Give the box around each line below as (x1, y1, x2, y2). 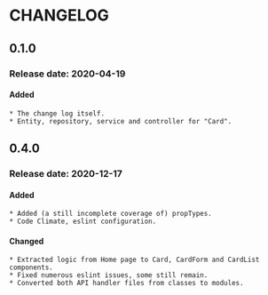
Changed (9, 235, 44, 246)
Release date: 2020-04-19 (9, 68, 126, 80)
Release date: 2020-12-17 (9, 168, 122, 180)
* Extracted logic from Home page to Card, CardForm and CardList (9, 255, 260, 265)
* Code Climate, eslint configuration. (9, 217, 157, 227)
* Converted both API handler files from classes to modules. (9, 279, 244, 288)
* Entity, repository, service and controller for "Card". (9, 116, 233, 125)
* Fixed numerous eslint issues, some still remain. (9, 271, 209, 280)
